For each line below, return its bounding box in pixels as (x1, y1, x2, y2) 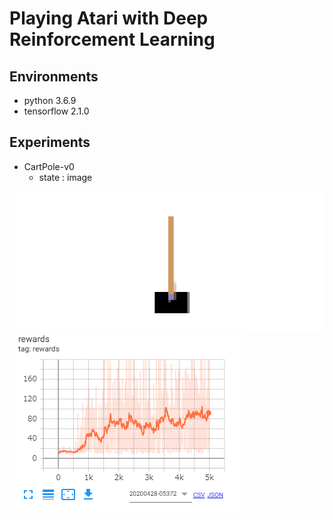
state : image (38, 171, 93, 183)
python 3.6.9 (23, 95, 77, 106)
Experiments (9, 134, 91, 151)
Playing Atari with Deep (9, 7, 209, 30)
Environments (9, 68, 99, 85)
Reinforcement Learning (9, 28, 216, 51)
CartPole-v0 (23, 160, 75, 172)
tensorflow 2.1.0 (23, 105, 90, 117)
